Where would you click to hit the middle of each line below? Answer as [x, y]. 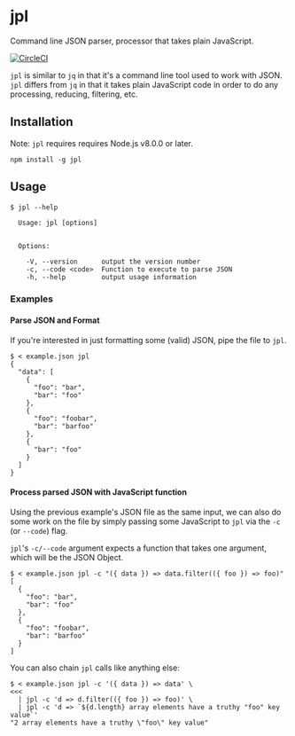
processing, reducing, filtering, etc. [74, 94]
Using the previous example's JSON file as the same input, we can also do [146, 512]
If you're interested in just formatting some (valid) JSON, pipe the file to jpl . [148, 340]
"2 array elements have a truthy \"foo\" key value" [109, 723]
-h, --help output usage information [112, 277]
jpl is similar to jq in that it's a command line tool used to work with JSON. [146, 75]
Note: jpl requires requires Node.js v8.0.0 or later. [102, 143]
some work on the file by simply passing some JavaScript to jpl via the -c [145, 521]
